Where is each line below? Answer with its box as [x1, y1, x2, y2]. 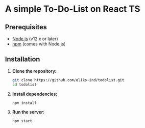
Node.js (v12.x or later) [12, 36, 58, 42]
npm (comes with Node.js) [12, 41, 66, 47]
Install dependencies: [12, 91, 58, 97]
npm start [12, 119, 33, 124]
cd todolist [12, 82, 37, 87]
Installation [5, 55, 40, 64]
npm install [12, 100, 37, 106]
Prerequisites [5, 23, 47, 31]
